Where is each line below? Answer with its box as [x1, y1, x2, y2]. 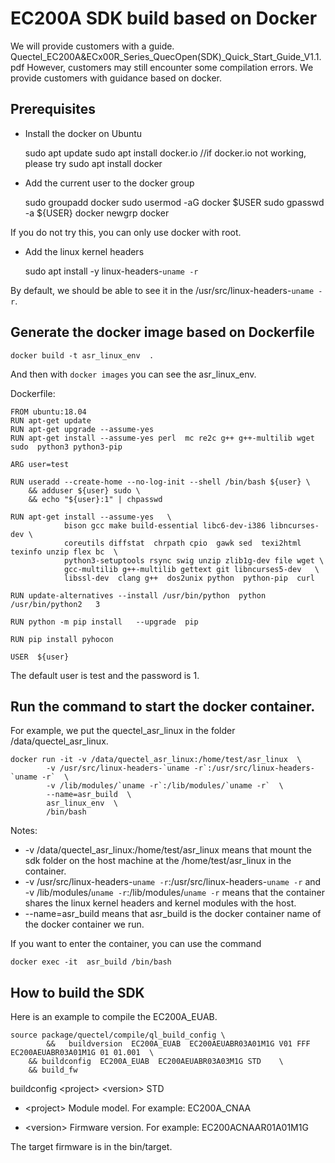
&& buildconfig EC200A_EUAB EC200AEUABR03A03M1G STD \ [28, 1057, 284, 1067]
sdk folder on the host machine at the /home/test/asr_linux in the [24, 855, 292, 867]
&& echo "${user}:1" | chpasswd [28, 494, 163, 504]
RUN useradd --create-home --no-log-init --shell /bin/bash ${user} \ [10, 477, 311, 487]
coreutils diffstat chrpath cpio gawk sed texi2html [63, 538, 302, 548]
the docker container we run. [24, 918, 145, 931]
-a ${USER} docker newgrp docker [24, 207, 170, 219]
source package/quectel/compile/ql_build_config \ [10, 1030, 226, 1041]
